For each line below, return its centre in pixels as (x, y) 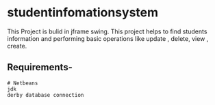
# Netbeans (23, 83)
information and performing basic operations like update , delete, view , (108, 38)
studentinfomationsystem (83, 13)
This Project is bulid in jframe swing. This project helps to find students (107, 31)
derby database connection (46, 95)
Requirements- (40, 67)
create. (17, 46)
